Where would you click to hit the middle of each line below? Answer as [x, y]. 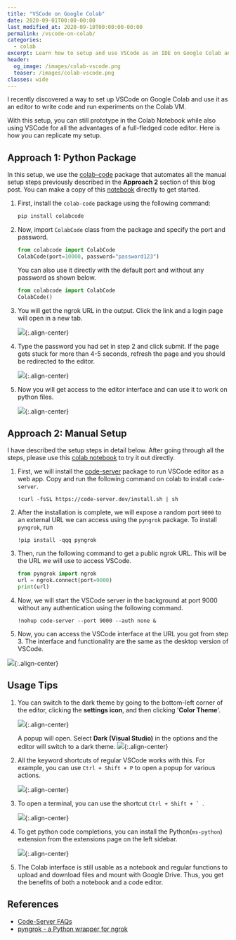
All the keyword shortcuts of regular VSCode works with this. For [111, 760]
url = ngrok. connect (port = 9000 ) [65, 581]
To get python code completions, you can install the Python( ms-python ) [120, 831]
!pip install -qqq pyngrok [57, 540]
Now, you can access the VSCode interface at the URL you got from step [123, 634]
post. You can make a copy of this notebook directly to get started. [104, 190]
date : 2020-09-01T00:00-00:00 [52, 20]
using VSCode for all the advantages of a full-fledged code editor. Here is [114, 128]
